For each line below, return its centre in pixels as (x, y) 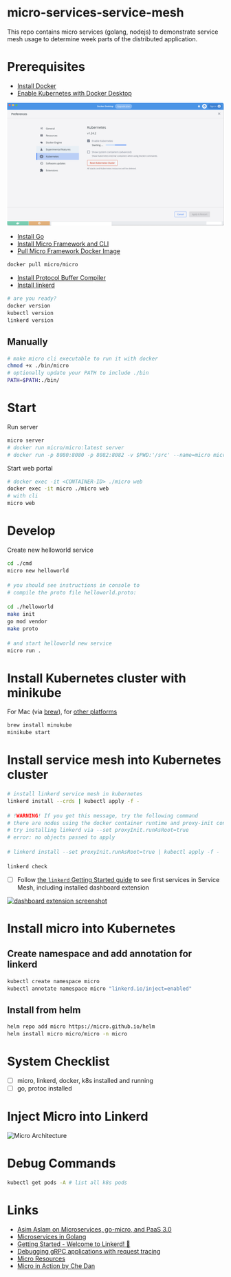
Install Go (31, 237)
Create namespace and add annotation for (100, 954)
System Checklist (58, 1062)
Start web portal (30, 468)
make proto (23, 629)
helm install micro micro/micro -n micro (67, 1034)
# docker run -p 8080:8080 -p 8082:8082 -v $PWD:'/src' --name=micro (109, 455)
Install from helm (44, 1010)
